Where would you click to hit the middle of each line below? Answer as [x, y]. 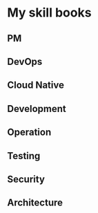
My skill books [49, 13]
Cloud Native [36, 85]
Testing [24, 156]
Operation [29, 132]
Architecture [35, 203]
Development [37, 109]
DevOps [25, 61]
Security [26, 179]
